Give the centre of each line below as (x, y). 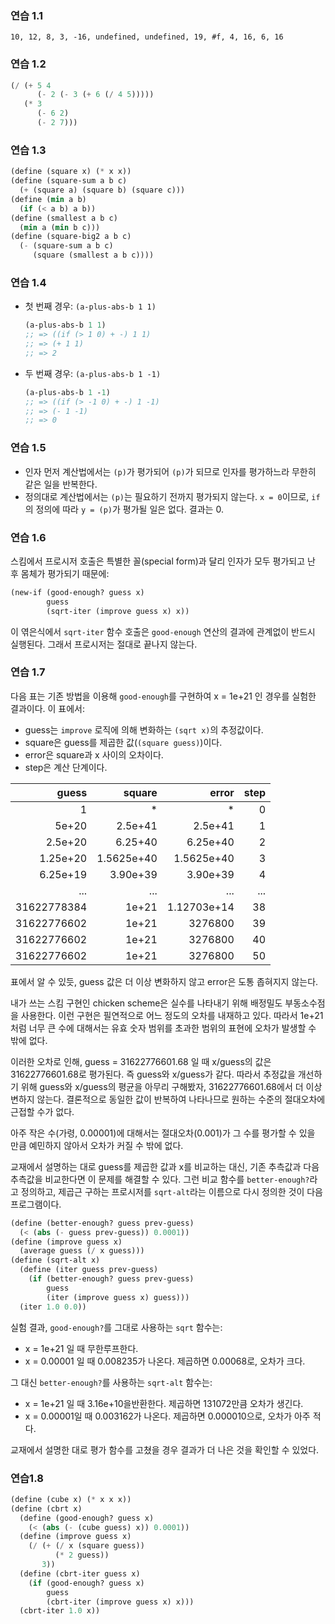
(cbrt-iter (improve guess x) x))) (120, 1602)
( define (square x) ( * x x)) (71, 172)
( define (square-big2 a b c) (71, 237)
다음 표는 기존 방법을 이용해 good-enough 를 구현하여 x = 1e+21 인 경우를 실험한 (163, 696)
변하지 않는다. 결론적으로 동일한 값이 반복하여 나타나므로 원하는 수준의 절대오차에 (168, 1099)
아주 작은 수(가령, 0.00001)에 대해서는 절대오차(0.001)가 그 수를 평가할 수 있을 (163, 1133)
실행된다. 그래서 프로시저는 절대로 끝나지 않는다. (104, 644)
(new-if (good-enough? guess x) (77, 592)
